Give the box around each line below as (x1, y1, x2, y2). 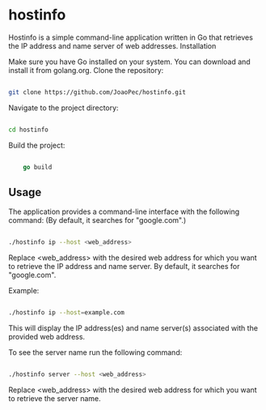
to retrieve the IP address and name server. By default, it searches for (8, 262, 240, 271)
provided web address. (8, 332, 86, 342)
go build (23, 163, 53, 171)
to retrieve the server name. (8, 394, 101, 403)
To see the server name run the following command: (8, 348, 183, 357)
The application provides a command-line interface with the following (8, 207, 240, 216)
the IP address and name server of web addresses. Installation (8, 41, 217, 50)
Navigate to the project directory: (8, 103, 119, 113)
